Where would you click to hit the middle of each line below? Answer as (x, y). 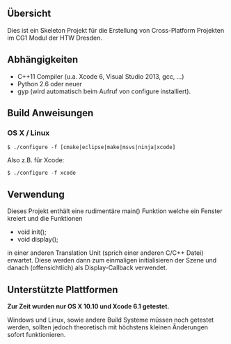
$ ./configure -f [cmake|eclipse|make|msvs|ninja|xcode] (91, 148)
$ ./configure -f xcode (42, 173)
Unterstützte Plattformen (63, 289)
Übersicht (29, 14)
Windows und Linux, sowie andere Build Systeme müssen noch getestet (111, 320)
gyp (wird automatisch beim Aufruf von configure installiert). (104, 91)
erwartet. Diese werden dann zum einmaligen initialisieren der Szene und (112, 260)
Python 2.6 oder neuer (49, 84)
